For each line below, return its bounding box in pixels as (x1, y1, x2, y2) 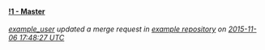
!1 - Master (8, 6, 45, 16)
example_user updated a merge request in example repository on (8, 24, 227, 34)
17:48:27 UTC (19, 33, 65, 43)
